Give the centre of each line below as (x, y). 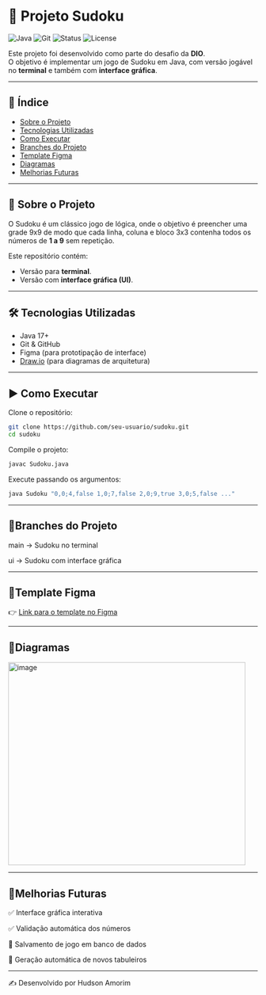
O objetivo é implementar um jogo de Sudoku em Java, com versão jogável (131, 62)
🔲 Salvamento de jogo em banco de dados (77, 944)
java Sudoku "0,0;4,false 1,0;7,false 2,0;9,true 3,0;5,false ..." (122, 494)
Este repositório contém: (48, 256)
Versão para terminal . (55, 271)
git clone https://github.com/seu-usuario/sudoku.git (99, 427)
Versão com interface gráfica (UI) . (76, 280)
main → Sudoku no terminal (53, 545)
